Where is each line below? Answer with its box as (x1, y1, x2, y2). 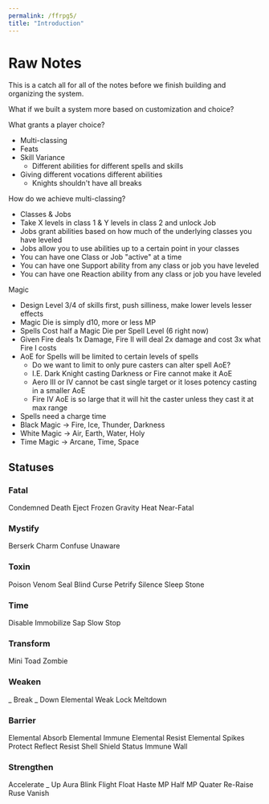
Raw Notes (8, 54, 82, 72)
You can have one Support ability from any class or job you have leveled (19, 260, 259, 270)
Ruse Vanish (8, 789, 50, 798)
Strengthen (8, 761, 54, 773)
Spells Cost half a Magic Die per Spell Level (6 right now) (19, 326, 209, 336)
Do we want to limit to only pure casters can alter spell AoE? (31, 360, 231, 370)
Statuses (8, 460, 55, 474)
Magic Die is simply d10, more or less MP (19, 318, 157, 327)
